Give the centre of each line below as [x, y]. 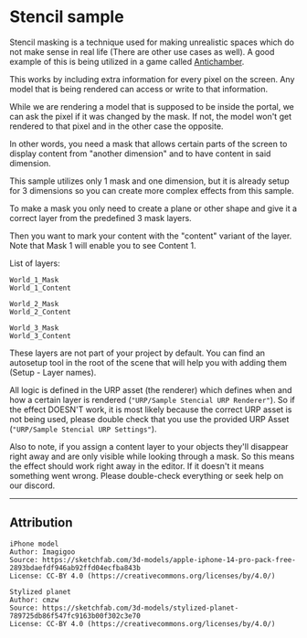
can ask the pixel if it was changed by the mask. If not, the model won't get [151, 116]
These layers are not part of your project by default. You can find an [138, 353]
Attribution [41, 523]
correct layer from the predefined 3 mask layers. [101, 218]
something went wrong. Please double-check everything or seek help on [147, 475]
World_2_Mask [34, 303]
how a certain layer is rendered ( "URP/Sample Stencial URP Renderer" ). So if [152, 399]
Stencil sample [67, 17]
